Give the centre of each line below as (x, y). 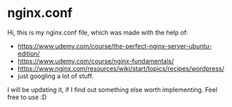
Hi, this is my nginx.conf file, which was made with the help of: (98, 32)
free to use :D (27, 97)
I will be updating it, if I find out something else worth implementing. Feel (112, 89)
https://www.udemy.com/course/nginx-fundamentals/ (96, 61)
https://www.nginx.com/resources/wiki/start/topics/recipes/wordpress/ (121, 68)
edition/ (28, 53)
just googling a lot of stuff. (55, 76)
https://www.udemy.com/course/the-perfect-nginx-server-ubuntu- (115, 46)
